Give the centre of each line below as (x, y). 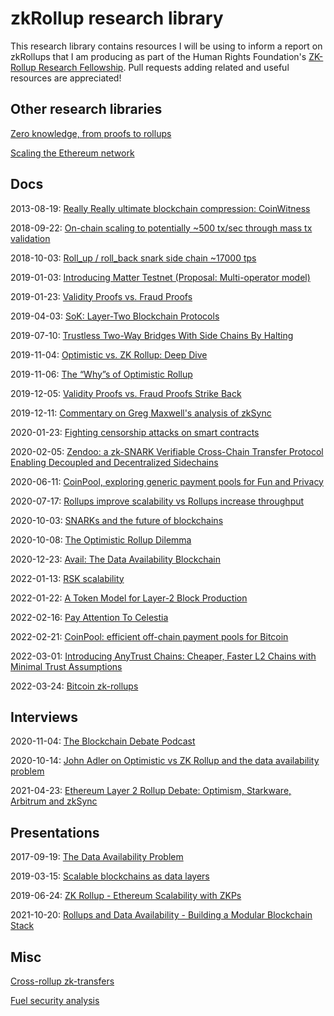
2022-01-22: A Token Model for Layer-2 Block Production (129, 598)
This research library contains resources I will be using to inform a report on (166, 46)
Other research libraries (86, 109)
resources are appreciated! (66, 78)
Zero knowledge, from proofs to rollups (91, 133)
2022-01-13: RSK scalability (67, 578)
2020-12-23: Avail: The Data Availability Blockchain (116, 559)
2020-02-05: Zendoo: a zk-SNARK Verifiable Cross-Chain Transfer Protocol (167, 451)
